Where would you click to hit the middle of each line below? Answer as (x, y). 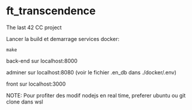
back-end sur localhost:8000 (42, 61)
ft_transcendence (51, 11)
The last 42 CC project (34, 27)
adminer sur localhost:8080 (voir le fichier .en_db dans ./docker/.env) (92, 72)
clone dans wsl (25, 102)
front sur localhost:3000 (36, 84)
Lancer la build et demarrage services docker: (63, 39)
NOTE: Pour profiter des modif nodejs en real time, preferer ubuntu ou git (96, 95)
